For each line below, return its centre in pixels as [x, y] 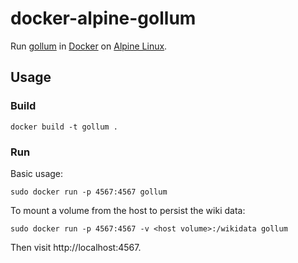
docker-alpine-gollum [103, 18]
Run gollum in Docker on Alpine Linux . [89, 46]
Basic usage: [37, 173]
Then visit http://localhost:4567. [76, 247]
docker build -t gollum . [64, 127]
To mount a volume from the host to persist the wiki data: [128, 210]
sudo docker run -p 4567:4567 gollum [89, 192]
